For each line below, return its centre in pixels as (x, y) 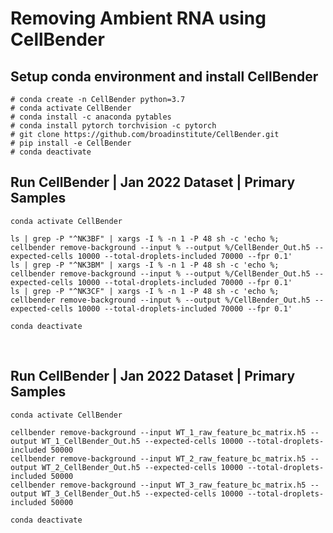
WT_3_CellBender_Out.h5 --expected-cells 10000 (142, 493)
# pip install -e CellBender (71, 143)
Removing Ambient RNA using (138, 18)
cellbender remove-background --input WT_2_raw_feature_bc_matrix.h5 (158, 458)
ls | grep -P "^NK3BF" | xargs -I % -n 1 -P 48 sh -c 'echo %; (145, 238)
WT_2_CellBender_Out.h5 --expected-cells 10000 (142, 467)
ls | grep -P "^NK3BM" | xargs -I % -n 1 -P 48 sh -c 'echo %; (145, 265)
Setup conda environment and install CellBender (164, 76)
